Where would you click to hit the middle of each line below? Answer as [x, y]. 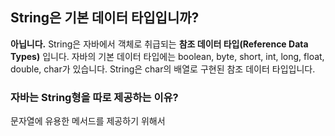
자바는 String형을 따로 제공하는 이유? [94, 97]
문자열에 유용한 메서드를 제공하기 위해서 [88, 121]
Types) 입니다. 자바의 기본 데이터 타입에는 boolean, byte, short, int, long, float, [167, 56]
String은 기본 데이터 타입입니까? [105, 18]
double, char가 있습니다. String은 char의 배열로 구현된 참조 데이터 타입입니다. [163, 69]
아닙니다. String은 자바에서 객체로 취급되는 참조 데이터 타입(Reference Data [159, 44]
